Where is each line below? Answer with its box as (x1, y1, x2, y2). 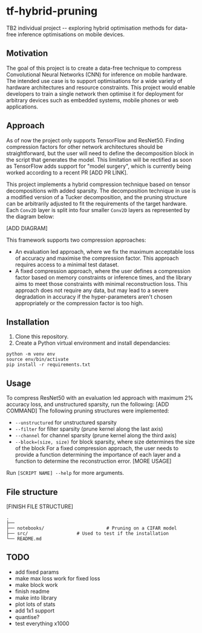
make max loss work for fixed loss (15, 574, 100, 582)
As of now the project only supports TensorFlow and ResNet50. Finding (6, 136, 184, 144)
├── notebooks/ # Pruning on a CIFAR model (6, 525, 177, 531)
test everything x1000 (15, 620, 70, 627)
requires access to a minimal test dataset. (15, 260, 119, 268)
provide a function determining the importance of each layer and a (15, 451, 181, 459)
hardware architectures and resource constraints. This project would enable (6, 84, 195, 91)
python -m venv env (6, 351, 56, 357)
